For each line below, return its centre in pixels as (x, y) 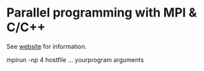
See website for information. (47, 46)
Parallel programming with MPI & (102, 13)
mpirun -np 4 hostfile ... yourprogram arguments (75, 59)
